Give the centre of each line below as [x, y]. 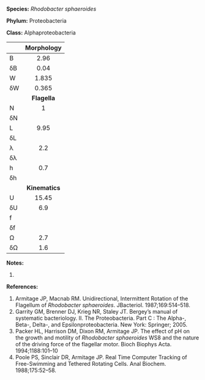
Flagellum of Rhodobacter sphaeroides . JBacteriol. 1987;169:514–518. [103, 305]
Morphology [44, 48]
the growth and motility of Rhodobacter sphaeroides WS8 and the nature [107, 338]
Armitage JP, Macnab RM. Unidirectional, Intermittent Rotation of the [102, 298]
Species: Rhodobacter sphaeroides [51, 9]
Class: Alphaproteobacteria [41, 33]
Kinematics [43, 188]
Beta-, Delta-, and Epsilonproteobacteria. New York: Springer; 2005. [101, 324]
